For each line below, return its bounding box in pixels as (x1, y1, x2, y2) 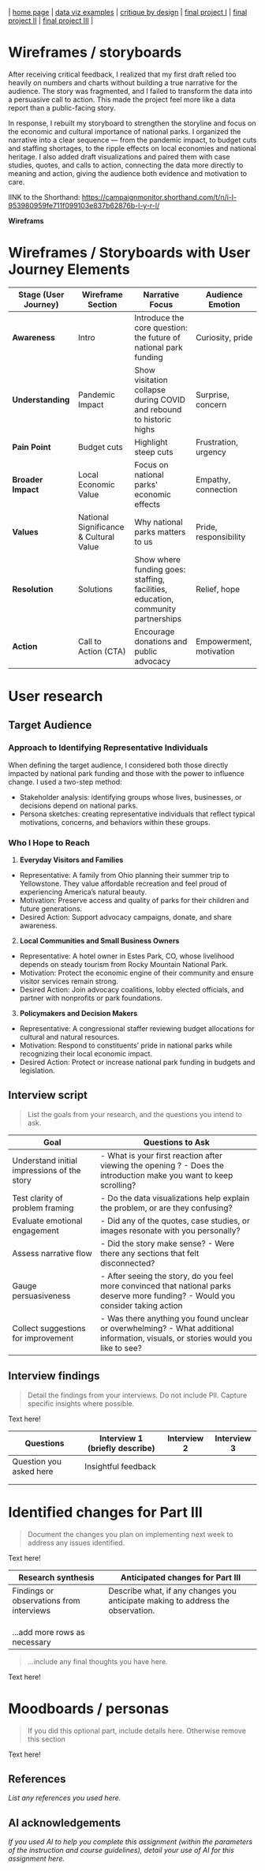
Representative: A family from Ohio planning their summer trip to (19, 871, 230, 880)
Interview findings (8, 1370, 100, 1383)
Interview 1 (99, 1433, 144, 1444)
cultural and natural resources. (19, 1033, 120, 1042)
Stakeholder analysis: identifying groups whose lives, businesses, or (19, 792, 242, 801)
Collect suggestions (12, 1322, 86, 1333)
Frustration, (196, 437, 238, 448)
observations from (12, 1595, 80, 1606)
